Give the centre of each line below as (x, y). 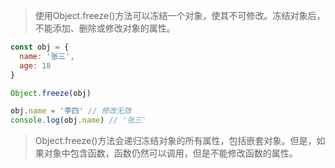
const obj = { (40, 47)
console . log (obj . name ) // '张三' (78, 120)
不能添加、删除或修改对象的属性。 (105, 28)
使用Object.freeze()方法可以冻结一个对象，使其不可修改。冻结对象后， (180, 15)
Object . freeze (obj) (51, 93)
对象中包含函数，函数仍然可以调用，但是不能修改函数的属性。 (170, 153)
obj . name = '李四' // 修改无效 (71, 111)
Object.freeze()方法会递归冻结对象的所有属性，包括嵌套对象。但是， (175, 141)
